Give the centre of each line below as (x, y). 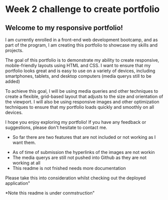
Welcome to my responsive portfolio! (64, 28)
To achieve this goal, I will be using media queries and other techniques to (82, 91)
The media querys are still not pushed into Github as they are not (79, 157)
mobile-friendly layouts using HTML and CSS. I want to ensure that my (78, 65)
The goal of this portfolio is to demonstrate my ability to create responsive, (82, 60)
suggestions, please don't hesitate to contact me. (56, 127)
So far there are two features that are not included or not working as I (84, 137)
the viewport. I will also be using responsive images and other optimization (82, 102)
